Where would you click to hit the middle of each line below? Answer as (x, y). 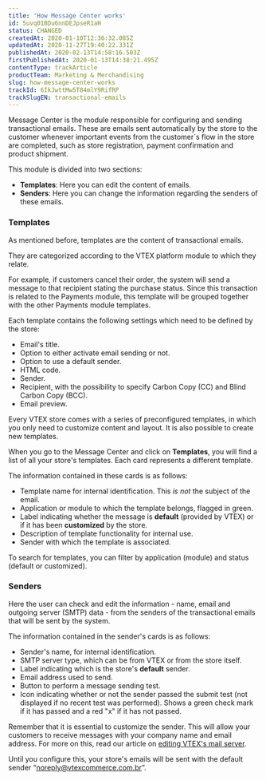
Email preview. (43, 403)
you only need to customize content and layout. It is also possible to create (131, 427)
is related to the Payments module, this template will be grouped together (129, 296)
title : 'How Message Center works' (67, 16)
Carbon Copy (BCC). (54, 395)
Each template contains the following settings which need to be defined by (131, 320)
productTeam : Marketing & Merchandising (76, 75)
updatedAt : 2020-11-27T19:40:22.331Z (71, 46)
